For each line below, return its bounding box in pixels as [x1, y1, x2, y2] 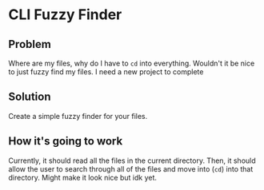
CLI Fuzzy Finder [8, 6, 122, 24]
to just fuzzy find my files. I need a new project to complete [8, 67, 204, 77]
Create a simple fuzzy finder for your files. [8, 111, 148, 121]
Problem [8, 38, 52, 51]
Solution [8, 90, 51, 104]
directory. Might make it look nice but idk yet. [8, 172, 158, 182]
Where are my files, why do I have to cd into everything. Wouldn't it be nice [8, 58, 255, 68]
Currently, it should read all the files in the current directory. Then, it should [8, 156, 256, 165]
